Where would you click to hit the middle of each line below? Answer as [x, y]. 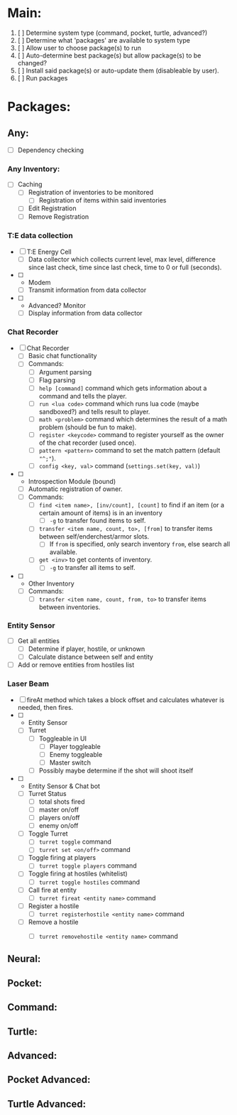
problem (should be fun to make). [88, 427]
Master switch [70, 763]
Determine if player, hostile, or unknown [87, 649]
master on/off [59, 809]
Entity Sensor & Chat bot [64, 786]
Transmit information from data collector [87, 290]
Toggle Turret [48, 834]
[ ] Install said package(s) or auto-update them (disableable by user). [118, 70]
